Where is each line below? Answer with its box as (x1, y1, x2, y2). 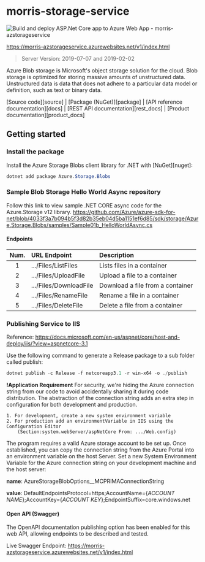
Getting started (6, 129, 66, 139)
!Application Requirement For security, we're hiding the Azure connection (6, 382, 195, 389)
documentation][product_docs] (6, 111, 85, 118)
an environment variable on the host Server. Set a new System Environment (6, 453, 197, 460)
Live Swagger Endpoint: (6, 542, 67, 550)
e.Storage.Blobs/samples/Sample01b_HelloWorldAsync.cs (6, 221, 153, 228)
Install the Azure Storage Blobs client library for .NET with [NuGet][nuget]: (6, 161, 193, 169)
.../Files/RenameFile (31, 291, 88, 299)
